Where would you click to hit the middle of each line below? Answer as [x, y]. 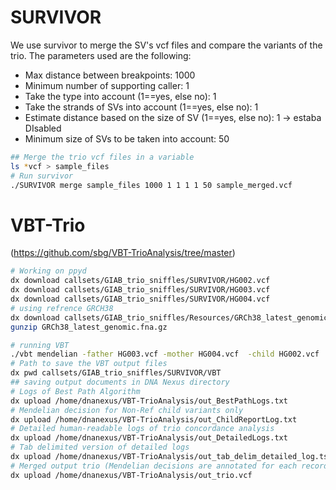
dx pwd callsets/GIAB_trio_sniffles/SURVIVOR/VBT [116, 373]
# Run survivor [42, 176]
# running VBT [40, 345]
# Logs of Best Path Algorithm [75, 391]
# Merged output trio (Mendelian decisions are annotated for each [154, 466]
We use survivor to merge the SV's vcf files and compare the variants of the [166, 45]
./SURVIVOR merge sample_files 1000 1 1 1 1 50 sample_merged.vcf [151, 185]
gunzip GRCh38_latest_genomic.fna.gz [89, 327]
